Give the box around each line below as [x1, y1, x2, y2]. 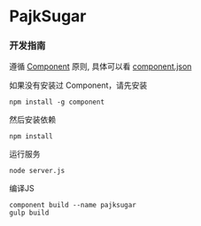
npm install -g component [9, 97, 104, 107]
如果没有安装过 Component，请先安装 [9, 80, 148, 90]
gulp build [9, 208, 50, 218]
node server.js [9, 167, 66, 175]
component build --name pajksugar [9, 201, 137, 210]
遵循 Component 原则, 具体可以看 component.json [9, 61, 192, 72]
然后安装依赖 [9, 114, 56, 125]
